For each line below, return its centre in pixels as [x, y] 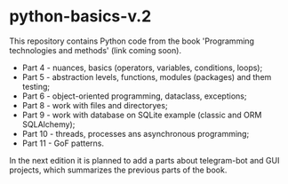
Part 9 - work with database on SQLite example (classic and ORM [142, 115]
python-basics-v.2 [80, 16]
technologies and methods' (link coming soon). [96, 50]
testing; [36, 86]
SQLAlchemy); [48, 124]
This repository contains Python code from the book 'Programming [132, 41]
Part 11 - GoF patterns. [63, 143]
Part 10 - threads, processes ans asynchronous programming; [136, 133]
